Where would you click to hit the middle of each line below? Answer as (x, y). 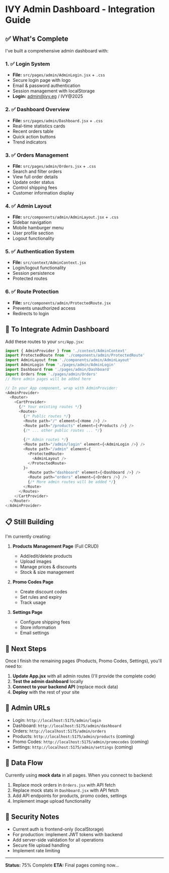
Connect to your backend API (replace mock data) (65, 687)
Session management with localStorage (54, 91)
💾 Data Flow (24, 763)
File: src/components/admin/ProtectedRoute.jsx (62, 303)
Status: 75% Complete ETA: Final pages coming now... (62, 865)
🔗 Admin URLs (28, 708)
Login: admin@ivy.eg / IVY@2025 (48, 96)
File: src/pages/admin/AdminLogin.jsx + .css (59, 75)
